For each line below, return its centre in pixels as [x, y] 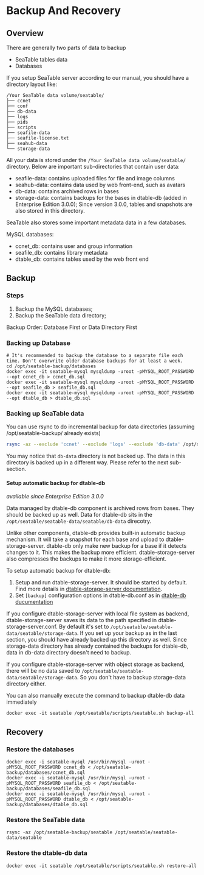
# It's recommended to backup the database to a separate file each [95, 355]
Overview [25, 33]
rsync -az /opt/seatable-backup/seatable [59, 832]
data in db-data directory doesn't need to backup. [69, 653]
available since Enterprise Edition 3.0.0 [55, 497]
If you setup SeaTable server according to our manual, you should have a [98, 78]
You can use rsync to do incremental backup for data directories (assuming [100, 427]
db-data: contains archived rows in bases [67, 191]
